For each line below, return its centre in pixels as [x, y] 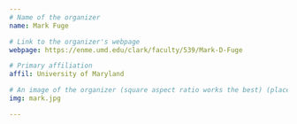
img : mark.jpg [35, 98]
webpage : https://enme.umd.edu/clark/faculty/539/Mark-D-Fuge [126, 50]
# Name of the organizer [55, 17]
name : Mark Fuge [39, 26]
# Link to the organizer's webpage [75, 42]
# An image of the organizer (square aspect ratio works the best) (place [150, 90]
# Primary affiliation [51, 66]
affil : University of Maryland [67, 74]
